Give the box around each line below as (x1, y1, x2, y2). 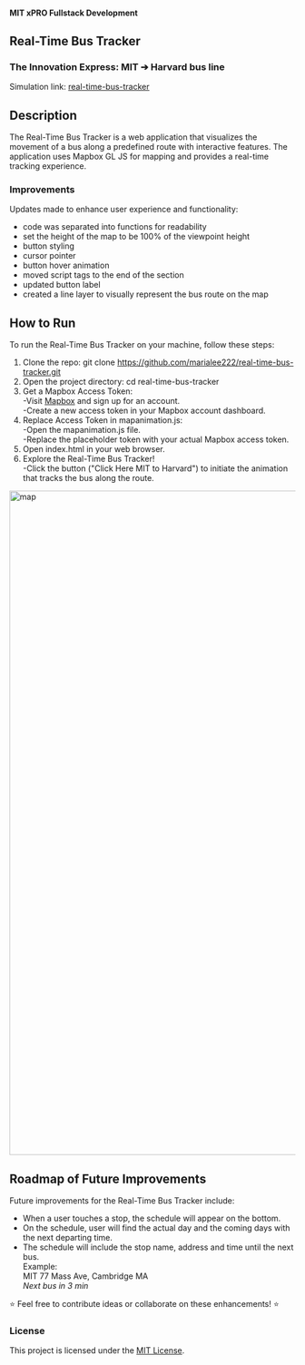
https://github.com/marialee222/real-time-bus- (116, 357, 294, 368)
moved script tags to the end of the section (22, 270, 184, 280)
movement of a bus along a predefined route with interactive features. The (9, 142, 288, 152)
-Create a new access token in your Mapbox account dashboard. (22, 405, 266, 417)
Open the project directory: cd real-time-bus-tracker (22, 377, 220, 388)
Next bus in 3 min (22, 1281, 89, 1291)
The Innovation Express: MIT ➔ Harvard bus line (9, 60, 225, 73)
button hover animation (22, 260, 110, 271)
